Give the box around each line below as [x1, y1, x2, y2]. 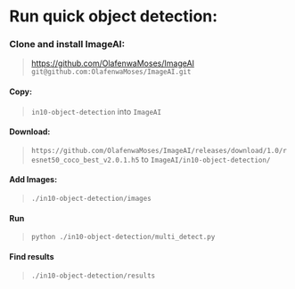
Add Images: [9, 174, 58, 185]
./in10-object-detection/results [30, 271, 156, 280]
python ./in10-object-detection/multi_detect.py [30, 233, 216, 242]
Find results [9, 251, 54, 261]
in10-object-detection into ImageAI [30, 106, 162, 116]
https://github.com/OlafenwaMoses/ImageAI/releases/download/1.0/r [30, 146, 287, 155]
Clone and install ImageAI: [9, 38, 126, 51]
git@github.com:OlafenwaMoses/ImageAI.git [30, 68, 192, 76]
